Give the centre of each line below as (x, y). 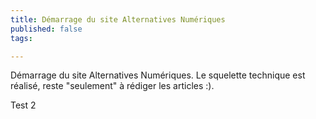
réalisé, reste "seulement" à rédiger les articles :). (112, 86)
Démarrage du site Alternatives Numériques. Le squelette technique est (158, 75)
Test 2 (23, 105)
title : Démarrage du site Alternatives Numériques (118, 19)
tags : (21, 38)
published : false (46, 29)
